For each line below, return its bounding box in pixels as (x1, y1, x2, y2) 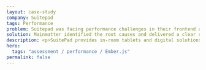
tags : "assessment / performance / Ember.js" (12, 49, 131, 55)
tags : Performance (6, 20, 53, 26)
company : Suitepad (6, 15, 53, 21)
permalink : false (6, 54, 51, 60)
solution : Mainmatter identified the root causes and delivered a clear (6, 32, 196, 38)
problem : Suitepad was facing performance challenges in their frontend (6, 26, 196, 32)
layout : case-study (6, 9, 56, 15)
